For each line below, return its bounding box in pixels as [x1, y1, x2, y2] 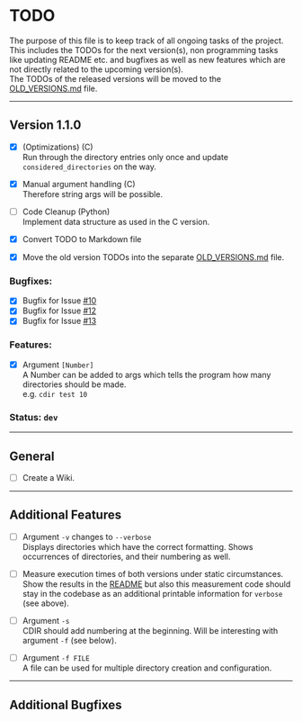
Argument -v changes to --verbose [22, 531, 152, 542]
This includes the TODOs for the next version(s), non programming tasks [9, 44, 279, 55]
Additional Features [9, 508, 122, 523]
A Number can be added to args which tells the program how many [22, 369, 271, 380]
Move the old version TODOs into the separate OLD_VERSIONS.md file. [22, 252, 285, 262]
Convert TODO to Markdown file [22, 233, 142, 244]
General [9, 448, 56, 464]
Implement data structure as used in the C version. [22, 216, 210, 227]
